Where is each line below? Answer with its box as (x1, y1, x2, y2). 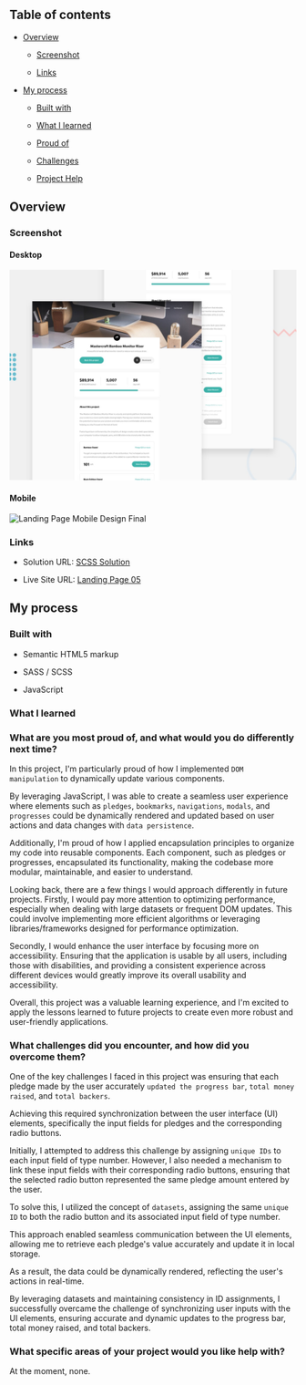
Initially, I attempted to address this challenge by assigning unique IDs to (9, 1145, 281, 1156)
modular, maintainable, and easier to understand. (9, 866, 194, 877)
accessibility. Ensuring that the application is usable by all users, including (9, 950, 288, 961)
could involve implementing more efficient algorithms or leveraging (9, 913, 261, 924)
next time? (9, 742, 57, 755)
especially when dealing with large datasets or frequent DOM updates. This (9, 903, 293, 915)
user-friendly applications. (9, 1016, 109, 1027)
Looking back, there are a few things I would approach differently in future (9, 884, 289, 894)
